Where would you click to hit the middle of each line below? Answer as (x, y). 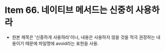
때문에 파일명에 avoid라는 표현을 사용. (62, 43)
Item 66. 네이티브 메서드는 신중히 (69, 10)
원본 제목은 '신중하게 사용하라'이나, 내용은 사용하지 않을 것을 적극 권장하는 (83, 37)
